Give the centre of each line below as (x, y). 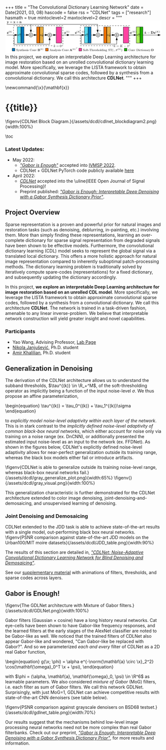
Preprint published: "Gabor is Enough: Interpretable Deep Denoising (89, 192)
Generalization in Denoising (49, 368)
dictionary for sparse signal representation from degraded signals (93, 240)
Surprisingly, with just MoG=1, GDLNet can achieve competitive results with (83, 692)
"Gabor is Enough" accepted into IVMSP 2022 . (68, 165)
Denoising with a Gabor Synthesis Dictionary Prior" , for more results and (80, 738)
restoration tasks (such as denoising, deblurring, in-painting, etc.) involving (82, 229)
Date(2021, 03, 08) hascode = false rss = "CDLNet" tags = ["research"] (78, 12)
